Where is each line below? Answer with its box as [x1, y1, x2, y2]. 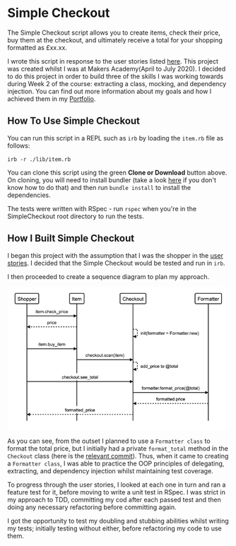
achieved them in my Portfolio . [7, 94, 96, 103]
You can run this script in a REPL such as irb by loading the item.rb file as [7, 133, 224, 142]
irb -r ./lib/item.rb [7, 155, 71, 163]
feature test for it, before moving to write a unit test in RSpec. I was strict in [7, 487, 226, 496]
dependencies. [7, 191, 51, 199]
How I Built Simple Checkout [7, 232, 135, 244]
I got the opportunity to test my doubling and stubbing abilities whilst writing [7, 516, 230, 525]
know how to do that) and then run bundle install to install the [7, 183, 191, 191]
